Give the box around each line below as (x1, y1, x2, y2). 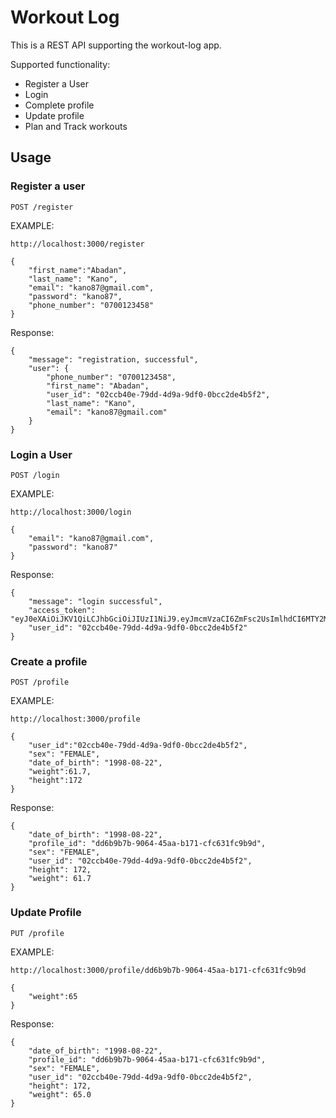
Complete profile (24, 99, 95, 111)
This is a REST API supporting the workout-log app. (10, 39, 222, 51)
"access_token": (28, 605, 97, 615)
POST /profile (10, 677, 70, 688)
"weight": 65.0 (28, 1089, 92, 1100)
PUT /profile (10, 928, 65, 938)
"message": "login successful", (28, 596, 163, 606)
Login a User (10, 447, 73, 461)
